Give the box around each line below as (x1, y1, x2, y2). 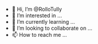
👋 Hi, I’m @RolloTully (11, 6, 62, 12)
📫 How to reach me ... (11, 32, 67, 38)
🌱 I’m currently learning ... (11, 18, 75, 25)
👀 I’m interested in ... (11, 12, 62, 19)
